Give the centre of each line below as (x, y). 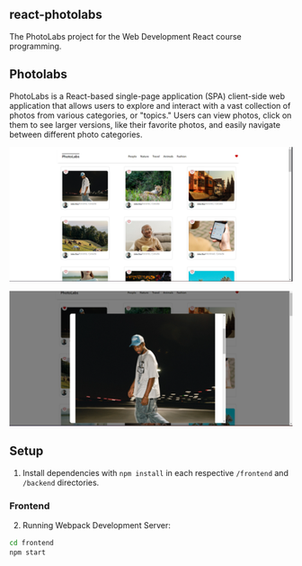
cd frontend (31, 544)
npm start (28, 553)
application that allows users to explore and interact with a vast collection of (150, 105)
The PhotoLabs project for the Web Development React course (125, 36)
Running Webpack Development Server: (96, 526)
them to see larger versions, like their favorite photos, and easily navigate (145, 124)
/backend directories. (61, 482)
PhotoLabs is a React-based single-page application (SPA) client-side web (147, 96)
